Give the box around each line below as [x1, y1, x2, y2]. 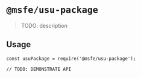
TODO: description [20, 22, 68, 29]
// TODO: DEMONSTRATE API [6, 66, 71, 72]
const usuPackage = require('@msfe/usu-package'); [6, 56, 136, 62]
